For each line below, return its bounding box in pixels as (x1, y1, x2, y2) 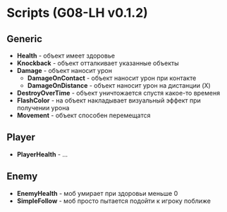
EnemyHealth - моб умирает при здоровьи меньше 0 (16, 189, 178, 197)
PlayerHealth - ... (16, 150, 68, 159)
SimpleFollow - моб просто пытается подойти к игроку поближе (16, 197, 211, 205)
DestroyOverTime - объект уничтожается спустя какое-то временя (16, 89, 220, 97)
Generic (6, 33, 43, 45)
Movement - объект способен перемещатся (16, 111, 151, 119)
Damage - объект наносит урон (16, 67, 112, 74)
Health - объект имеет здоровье (16, 51, 116, 60)
